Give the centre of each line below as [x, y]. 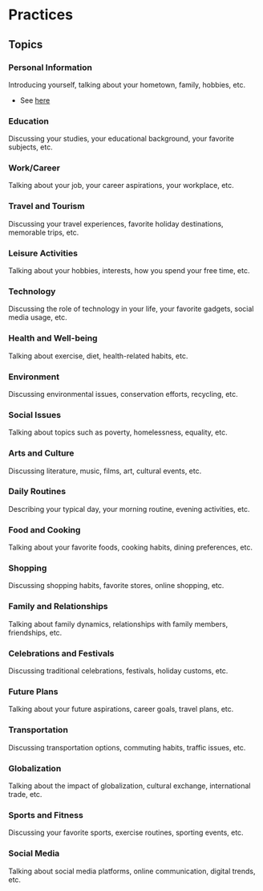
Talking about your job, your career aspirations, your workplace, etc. [121, 186]
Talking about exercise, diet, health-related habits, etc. [98, 356]
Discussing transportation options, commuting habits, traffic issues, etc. [127, 747]
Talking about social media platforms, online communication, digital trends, [132, 871]
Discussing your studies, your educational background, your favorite [121, 139]
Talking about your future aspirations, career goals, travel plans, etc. [121, 709]
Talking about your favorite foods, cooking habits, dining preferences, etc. [130, 547]
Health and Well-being [53, 338]
